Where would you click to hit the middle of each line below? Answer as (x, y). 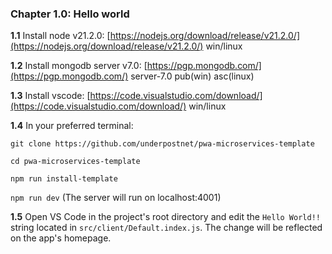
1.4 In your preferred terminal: (72, 126)
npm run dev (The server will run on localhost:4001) (116, 198)
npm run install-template (64, 179)
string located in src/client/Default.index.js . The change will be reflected (166, 228)
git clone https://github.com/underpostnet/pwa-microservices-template (162, 144)
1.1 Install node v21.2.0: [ (60, 36)
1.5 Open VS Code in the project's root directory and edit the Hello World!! (165, 217)
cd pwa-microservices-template (75, 162)
